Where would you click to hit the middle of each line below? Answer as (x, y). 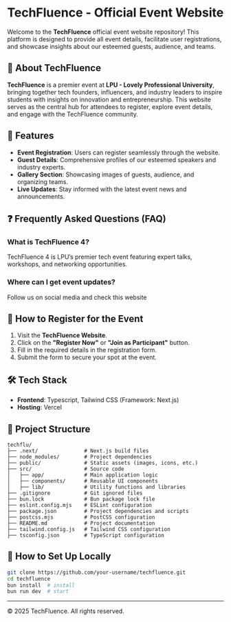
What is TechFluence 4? (48, 241)
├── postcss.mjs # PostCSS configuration (81, 517)
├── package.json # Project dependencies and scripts (98, 511)
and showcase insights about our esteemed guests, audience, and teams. (111, 46)
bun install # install (41, 585)
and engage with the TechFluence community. (73, 114)
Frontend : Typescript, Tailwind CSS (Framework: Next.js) (98, 400)
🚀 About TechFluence (54, 68)
